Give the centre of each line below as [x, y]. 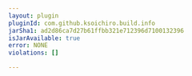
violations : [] [34, 53]
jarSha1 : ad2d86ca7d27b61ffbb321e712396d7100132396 [96, 30]
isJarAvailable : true [44, 38]
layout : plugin [34, 16]
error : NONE [28, 46]
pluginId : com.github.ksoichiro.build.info [82, 23]
